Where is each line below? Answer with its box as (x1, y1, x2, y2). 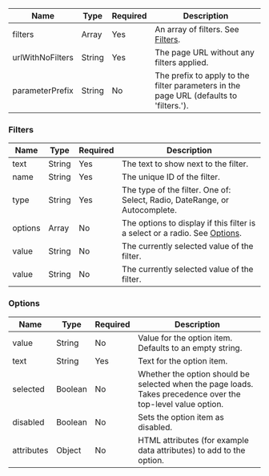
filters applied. (155, 57, 209, 67)
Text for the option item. (138, 355, 228, 366)
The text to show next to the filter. (121, 158, 249, 169)
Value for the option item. (138, 332, 233, 344)
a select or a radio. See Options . (121, 228, 242, 239)
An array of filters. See (155, 24, 239, 35)
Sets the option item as (138, 411, 224, 422)
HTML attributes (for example (138, 434, 250, 445)
